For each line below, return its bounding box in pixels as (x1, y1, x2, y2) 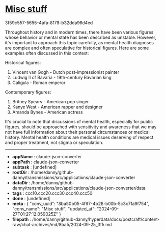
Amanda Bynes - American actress (12, 109, 83, 115)
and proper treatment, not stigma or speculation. (5, 139, 104, 145)
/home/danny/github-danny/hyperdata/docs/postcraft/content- (32, 216, 160, 222)
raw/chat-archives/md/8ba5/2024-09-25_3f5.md (12, 221, 112, 227)
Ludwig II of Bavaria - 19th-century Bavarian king (12, 74, 112, 80)
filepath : (12, 216, 31, 222)
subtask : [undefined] (12, 164, 57, 170)
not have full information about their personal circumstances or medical (5, 129, 150, 135)
